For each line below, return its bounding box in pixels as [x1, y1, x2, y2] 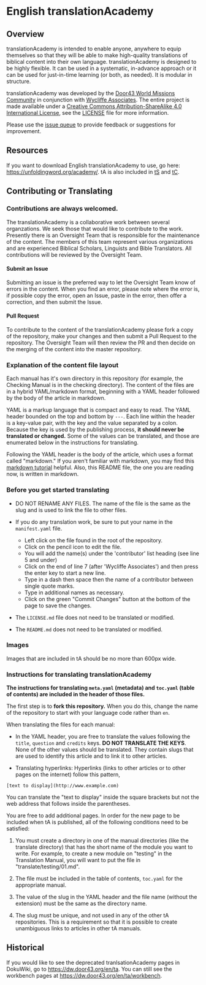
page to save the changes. [24, 602, 92, 609]
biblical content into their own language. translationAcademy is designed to [6, 58, 197, 65]
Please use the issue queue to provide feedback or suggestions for [6, 121, 176, 128]
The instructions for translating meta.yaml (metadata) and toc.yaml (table [6, 684, 195, 691]
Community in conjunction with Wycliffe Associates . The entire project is [6, 96, 190, 103]
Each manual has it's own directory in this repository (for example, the [6, 375, 183, 382]
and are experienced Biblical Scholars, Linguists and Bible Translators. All [6, 244, 192, 252]
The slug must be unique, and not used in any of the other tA [15, 912, 169, 919]
